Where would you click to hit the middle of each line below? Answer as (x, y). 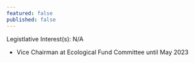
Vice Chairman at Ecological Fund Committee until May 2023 (102, 52)
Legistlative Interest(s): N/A (45, 39)
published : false (31, 20)
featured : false (30, 13)
